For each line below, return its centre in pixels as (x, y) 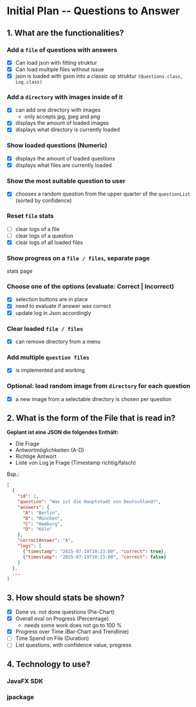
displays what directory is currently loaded (68, 130)
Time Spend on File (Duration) (52, 638)
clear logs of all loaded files (49, 242)
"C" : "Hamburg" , (42, 524)
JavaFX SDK (25, 681)
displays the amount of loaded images (62, 123)
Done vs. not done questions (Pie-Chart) (65, 612)
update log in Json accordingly (53, 313)
